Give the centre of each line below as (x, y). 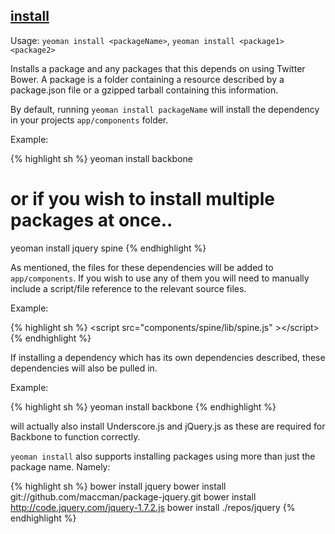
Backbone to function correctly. (75, 436)
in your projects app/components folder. (89, 120)
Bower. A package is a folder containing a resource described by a (147, 79)
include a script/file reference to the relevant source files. (128, 288)
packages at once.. (91, 220)
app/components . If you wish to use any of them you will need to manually (160, 278)
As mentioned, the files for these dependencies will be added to (142, 267)
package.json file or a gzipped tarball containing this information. (144, 90)
